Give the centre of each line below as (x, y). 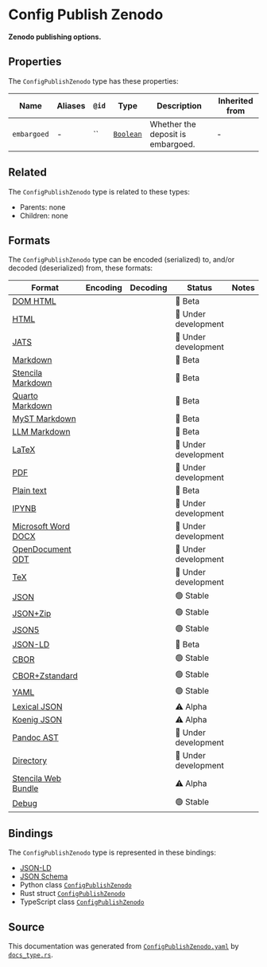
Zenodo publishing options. (55, 37)
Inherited (236, 100)
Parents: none (43, 207)
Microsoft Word (41, 526)
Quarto (25, 396)
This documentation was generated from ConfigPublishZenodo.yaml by (124, 946)
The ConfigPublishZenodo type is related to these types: (99, 191)
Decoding (149, 288)
